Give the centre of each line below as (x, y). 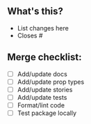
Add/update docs (42, 74)
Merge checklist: (44, 57)
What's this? (35, 11)
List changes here (43, 28)
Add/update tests (42, 97)
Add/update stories (45, 89)
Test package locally (47, 113)
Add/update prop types (51, 82)
